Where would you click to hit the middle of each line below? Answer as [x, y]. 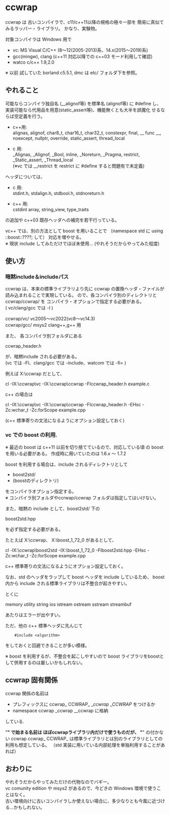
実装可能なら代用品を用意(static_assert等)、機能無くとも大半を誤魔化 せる [83, 110]
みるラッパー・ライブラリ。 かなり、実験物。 [53, 28]
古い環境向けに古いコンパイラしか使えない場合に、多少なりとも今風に [79, 801]
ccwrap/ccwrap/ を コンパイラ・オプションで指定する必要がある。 [75, 301]
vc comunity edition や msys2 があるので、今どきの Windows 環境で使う [81, 789]
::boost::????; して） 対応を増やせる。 [45, 237]
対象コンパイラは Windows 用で [39, 39]
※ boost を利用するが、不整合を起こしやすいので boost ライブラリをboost [82, 656]
